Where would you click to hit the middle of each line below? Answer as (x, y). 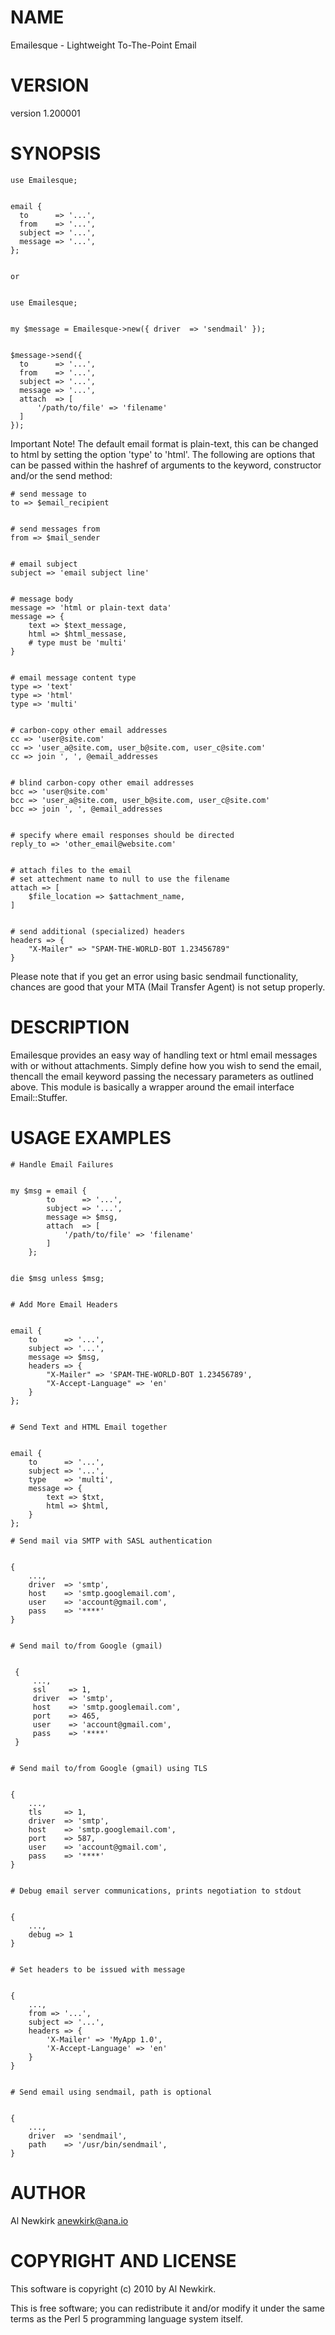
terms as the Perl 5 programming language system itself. (126, 2318)
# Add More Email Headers (64, 1304)
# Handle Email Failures (62, 1164)
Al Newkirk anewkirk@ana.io (69, 2220)
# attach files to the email (71, 870)
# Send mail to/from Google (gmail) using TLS (109, 1768)
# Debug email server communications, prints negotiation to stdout (156, 1891)
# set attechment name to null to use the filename (120, 879)
